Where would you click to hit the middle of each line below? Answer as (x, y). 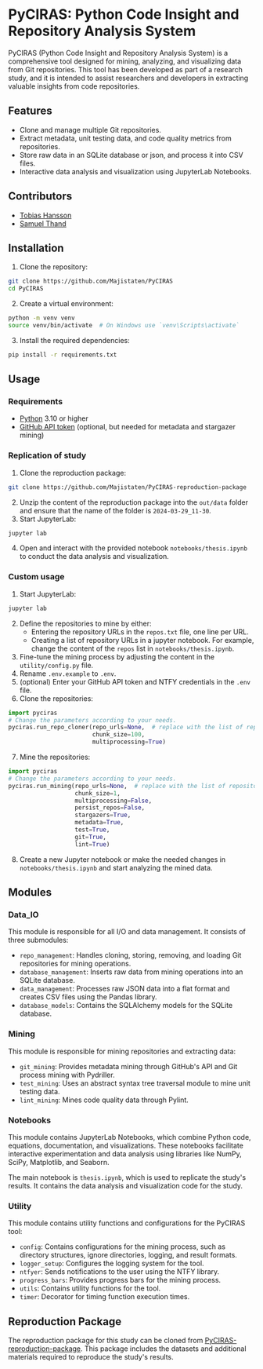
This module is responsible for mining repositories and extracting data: (122, 1051)
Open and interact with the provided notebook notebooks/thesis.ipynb (133, 548)
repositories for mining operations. (75, 964)
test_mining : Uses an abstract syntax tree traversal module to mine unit (135, 1083)
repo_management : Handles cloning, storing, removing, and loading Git (130, 955)
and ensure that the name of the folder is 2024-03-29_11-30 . (115, 510)
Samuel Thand (43, 223)
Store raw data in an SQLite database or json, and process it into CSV (131, 155)
